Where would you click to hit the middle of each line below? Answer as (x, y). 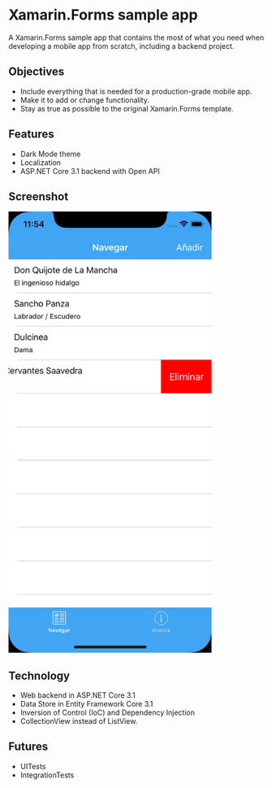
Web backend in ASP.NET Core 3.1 (78, 695)
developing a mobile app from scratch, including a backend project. (121, 46)
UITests (33, 766)
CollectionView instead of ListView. (79, 721)
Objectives (37, 72)
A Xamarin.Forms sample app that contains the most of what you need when (136, 37)
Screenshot (39, 196)
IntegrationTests (47, 775)
